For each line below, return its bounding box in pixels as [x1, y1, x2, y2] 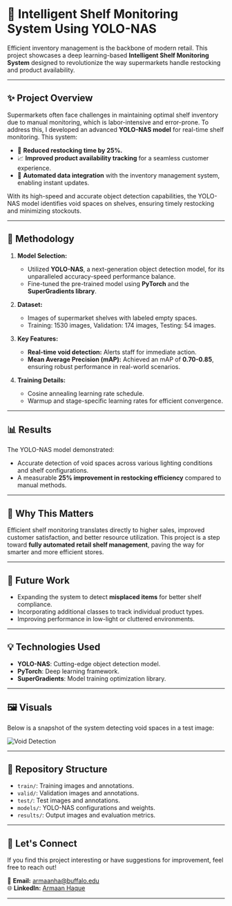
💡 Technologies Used [7, 641, 101, 653]
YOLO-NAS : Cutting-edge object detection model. [17, 659, 161, 668]
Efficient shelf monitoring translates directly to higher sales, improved [7, 526, 205, 534]
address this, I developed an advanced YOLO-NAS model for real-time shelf [7, 125, 224, 133]
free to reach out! [7, 863, 57, 871]
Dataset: [17, 300, 43, 308]
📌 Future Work [7, 574, 70, 586]
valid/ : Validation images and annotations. [17, 789, 139, 798]
